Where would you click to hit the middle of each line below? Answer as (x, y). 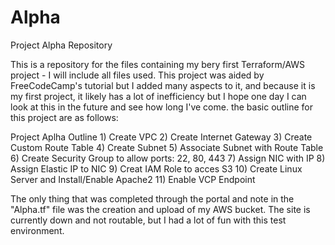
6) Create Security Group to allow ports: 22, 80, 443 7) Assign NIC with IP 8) (168, 158)
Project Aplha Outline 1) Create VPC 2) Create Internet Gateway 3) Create (161, 137)
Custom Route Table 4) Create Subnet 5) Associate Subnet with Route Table (167, 147)
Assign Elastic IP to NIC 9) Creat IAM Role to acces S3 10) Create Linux (156, 168)
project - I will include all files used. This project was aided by (137, 75)
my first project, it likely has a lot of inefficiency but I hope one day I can (158, 96)
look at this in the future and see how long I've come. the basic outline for (161, 107)
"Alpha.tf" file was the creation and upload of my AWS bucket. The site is (160, 209)
